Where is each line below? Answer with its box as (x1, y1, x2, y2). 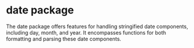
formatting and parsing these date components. (6, 35, 121, 42)
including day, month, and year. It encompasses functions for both (6, 29, 166, 36)
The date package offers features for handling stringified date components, (6, 23, 189, 30)
